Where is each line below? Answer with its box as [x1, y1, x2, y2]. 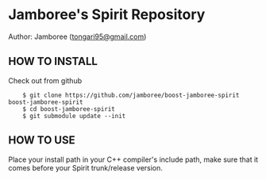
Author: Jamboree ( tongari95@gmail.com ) [8, 32, 147, 41]
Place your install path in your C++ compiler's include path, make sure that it [8, 155, 259, 164]
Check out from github [8, 75, 82, 85]
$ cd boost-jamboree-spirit [22, 105, 115, 113]
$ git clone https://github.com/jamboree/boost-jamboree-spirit [22, 91, 240, 99]
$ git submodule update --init [22, 112, 126, 120]
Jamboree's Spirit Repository [8, 6, 206, 24]
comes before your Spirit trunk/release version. [8, 163, 163, 172]
